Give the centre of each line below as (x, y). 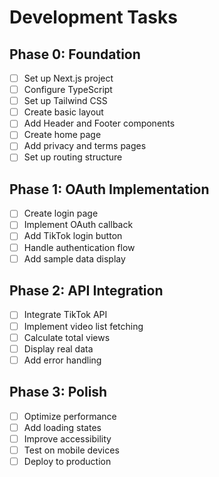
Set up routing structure (73, 157)
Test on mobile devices (71, 450)
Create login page (61, 213)
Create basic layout (63, 112)
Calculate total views (67, 337)
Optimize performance (70, 416)
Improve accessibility (67, 438)
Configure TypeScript (68, 90)
